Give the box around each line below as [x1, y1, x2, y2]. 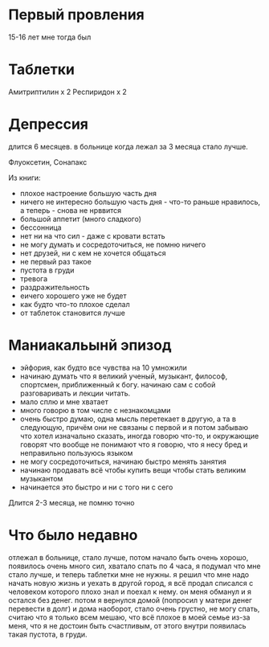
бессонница [19, 223, 62, 232]
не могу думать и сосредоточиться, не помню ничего [19, 240, 206, 249]
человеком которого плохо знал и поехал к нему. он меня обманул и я [8, 587, 251, 596]
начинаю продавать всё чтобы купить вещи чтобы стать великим [19, 465, 247, 475]
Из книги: [8, 173, 42, 182]
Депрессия [8, 115, 89, 133]
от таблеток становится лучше [19, 308, 126, 317]
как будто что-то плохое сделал [19, 299, 130, 309]
